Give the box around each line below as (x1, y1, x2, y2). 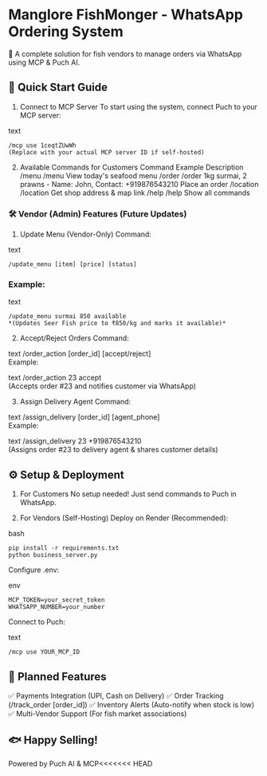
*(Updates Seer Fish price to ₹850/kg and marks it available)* (8, 320, 226, 328)
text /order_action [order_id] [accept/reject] (8, 349, 151, 359)
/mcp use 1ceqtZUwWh (8, 141, 77, 149)
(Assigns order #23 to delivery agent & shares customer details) (8, 445, 218, 455)
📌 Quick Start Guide (8, 81, 108, 94)
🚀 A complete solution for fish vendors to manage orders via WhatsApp (8, 49, 242, 58)
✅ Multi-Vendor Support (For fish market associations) (8, 709, 187, 718)
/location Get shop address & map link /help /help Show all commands (19, 188, 251, 197)
